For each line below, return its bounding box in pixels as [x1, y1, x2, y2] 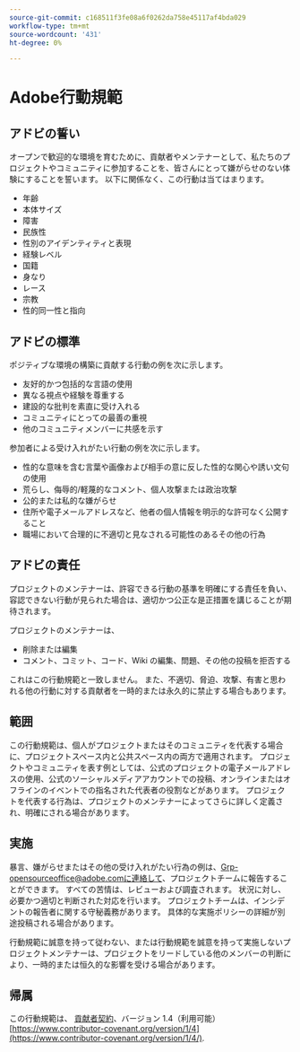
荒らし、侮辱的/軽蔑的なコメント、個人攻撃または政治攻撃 [21, 484, 237, 495]
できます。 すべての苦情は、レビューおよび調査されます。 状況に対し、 [24, 883, 287, 894]
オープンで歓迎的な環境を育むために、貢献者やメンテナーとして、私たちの [9, 152, 283, 162]
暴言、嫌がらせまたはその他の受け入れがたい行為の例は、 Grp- [9, 861, 239, 872]
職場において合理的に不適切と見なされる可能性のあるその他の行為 [21, 529, 266, 539]
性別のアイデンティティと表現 [21, 238, 132, 249]
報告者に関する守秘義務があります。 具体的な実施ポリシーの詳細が [32, 906, 278, 916]
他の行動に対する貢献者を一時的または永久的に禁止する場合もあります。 [24, 685, 291, 696]
